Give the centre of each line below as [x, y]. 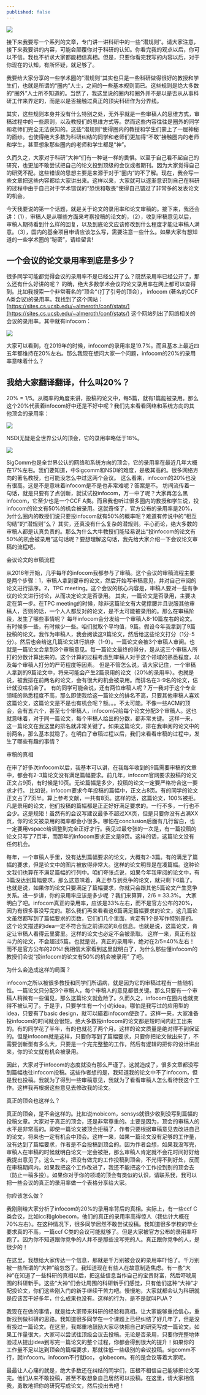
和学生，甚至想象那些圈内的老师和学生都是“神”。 [68, 144]
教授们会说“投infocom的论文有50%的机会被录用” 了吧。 [77, 957]
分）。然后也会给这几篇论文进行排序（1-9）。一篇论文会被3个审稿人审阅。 [98, 642]
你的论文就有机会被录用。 [49, 1052]
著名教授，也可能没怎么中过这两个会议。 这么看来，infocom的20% [101, 478]
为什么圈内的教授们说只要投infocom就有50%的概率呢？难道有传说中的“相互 [102, 516]
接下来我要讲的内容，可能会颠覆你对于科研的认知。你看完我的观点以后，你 [100, 49]
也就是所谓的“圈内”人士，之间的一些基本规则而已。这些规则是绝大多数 [111, 85]
